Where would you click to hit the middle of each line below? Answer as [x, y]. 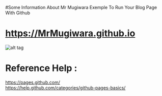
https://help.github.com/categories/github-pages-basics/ [65, 88]
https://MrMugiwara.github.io [70, 33]
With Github [18, 13]
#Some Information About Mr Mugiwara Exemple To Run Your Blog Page [81, 7]
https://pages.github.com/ [33, 82]
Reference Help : [41, 68]
